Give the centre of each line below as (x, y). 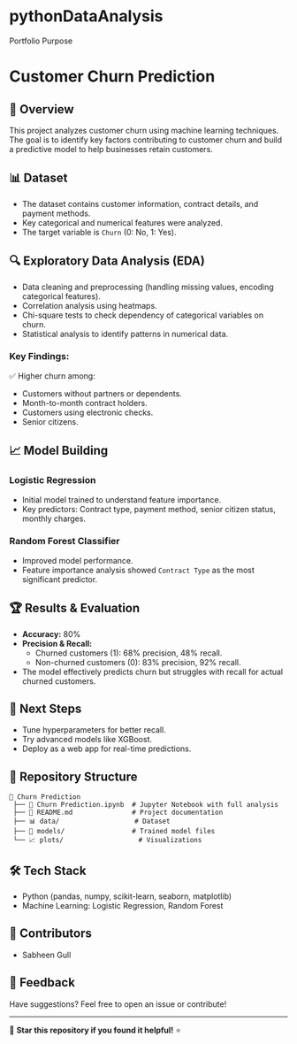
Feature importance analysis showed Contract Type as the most (138, 570)
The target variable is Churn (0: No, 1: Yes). (99, 232)
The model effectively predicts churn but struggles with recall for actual (152, 672)
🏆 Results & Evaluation (75, 608)
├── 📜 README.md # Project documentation (118, 813)
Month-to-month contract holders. (84, 403)
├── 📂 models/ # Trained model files (114, 832)
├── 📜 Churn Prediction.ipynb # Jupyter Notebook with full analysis (145, 805)
